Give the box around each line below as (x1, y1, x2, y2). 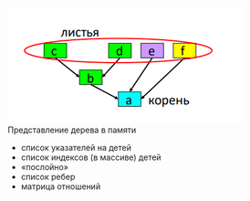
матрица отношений (20, 181, 101, 192)
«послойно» (20, 162, 69, 172)
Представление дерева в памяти (7, 124, 137, 135)
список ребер (20, 172, 76, 182)
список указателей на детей (20, 143, 132, 153)
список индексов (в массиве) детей (20, 152, 161, 163)
